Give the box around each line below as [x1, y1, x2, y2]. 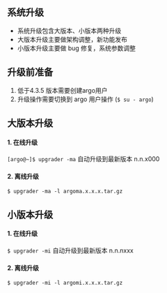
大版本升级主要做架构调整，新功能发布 [17, 35, 127, 43]
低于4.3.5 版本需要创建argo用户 [17, 86, 108, 94]
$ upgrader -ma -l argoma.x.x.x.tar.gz [7, 188, 123, 195]
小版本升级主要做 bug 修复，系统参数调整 [17, 44, 136, 52]
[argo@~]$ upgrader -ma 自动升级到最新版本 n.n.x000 [7, 155, 160, 163]
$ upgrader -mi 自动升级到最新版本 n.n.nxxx [7, 246, 134, 255]
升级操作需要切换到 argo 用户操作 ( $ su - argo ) [17, 95, 154, 103]
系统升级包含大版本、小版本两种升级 [17, 27, 122, 35]
